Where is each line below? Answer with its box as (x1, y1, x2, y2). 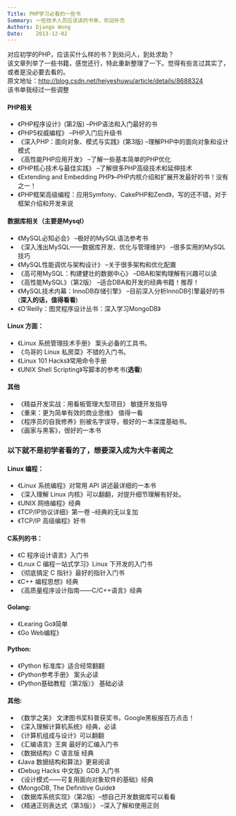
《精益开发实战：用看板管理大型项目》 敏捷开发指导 (17, 400, 168, 408)
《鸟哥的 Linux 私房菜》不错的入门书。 (17, 347, 130, 356)
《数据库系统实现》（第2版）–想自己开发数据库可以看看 (17, 793, 176, 800)
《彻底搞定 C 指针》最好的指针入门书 (17, 568, 125, 577)
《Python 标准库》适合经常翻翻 (17, 661, 105, 670)
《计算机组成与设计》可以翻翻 (17, 731, 104, 739)
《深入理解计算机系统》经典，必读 (17, 722, 117, 731)
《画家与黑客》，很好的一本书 (17, 426, 101, 434)
